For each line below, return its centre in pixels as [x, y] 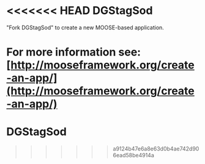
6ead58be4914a [134, 155]
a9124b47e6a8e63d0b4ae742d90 [156, 149]
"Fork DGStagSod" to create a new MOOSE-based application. [85, 27]
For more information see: [74, 52]
